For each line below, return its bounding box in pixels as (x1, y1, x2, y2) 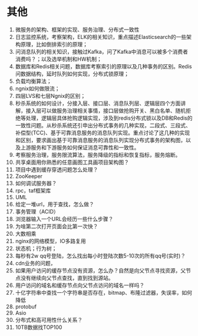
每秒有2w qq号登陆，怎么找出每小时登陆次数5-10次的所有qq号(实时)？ (15, 252, 186, 259)
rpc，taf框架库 (15, 187, 51, 194)
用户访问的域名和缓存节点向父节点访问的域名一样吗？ (15, 281, 145, 289)
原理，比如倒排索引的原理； (20, 41, 88, 48)
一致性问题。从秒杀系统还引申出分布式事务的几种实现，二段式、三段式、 (15, 121, 191, 129)
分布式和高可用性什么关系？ (15, 316, 83, 323)
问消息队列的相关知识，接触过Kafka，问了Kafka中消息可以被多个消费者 (15, 48, 188, 55)
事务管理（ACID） (15, 207, 60, 215)
